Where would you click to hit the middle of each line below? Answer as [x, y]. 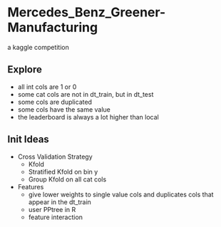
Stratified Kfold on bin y [63, 171]
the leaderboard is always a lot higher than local [88, 117]
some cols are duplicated [55, 102]
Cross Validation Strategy [55, 157]
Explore [25, 69]
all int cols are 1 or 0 [47, 87]
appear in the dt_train [60, 202]
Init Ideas [29, 139]
